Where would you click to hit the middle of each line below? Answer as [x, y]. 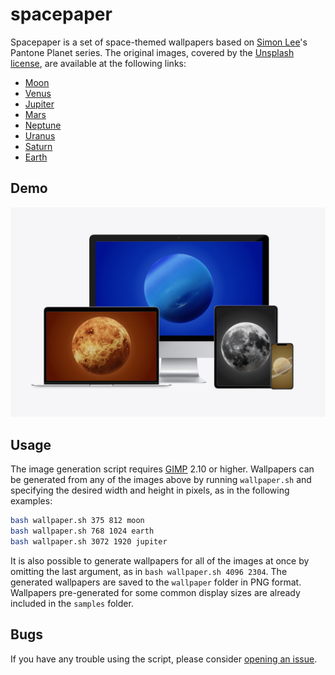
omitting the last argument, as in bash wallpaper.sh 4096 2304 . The [149, 571]
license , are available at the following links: [98, 63]
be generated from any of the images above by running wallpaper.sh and [161, 480]
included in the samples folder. [72, 603]
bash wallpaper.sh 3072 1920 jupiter [89, 541]
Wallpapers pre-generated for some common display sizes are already [155, 592]
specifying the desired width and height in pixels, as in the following [150, 490]
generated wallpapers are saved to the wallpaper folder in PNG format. [156, 582]
